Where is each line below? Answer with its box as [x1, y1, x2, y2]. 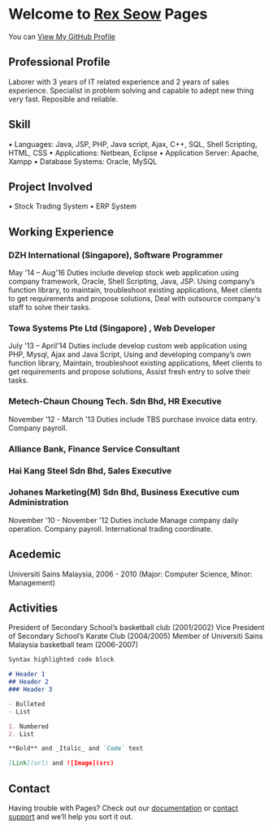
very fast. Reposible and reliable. [8, 94, 119, 104]
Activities [8, 602, 58, 615]
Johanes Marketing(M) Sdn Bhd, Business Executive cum [8, 486, 240, 498]
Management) [8, 577, 55, 587]
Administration [8, 497, 69, 508]
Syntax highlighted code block [8, 655, 115, 664]
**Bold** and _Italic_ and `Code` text [8, 745, 144, 753]
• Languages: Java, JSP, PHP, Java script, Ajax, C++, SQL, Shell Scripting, [8, 139, 258, 149]
